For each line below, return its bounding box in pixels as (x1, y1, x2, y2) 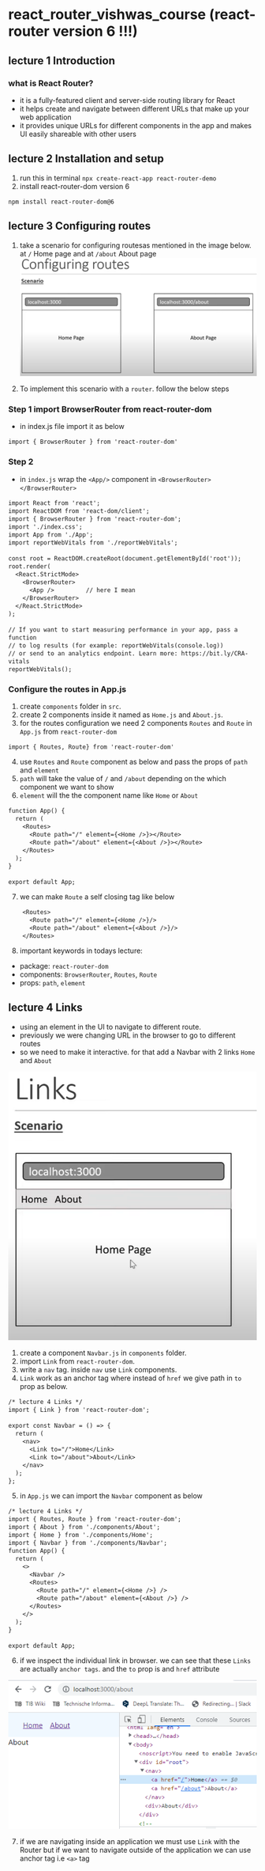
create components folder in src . (19, 702, 121, 712)
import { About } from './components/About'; (8, 1524, 160, 1531)
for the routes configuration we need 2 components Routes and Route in (19, 719, 252, 728)
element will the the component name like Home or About (19, 791, 199, 800)
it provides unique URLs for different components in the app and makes (19, 120, 252, 130)
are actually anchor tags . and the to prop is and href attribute (19, 1664, 220, 1674)
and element (19, 765, 59, 775)
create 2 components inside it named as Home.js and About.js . (19, 710, 223, 719)
